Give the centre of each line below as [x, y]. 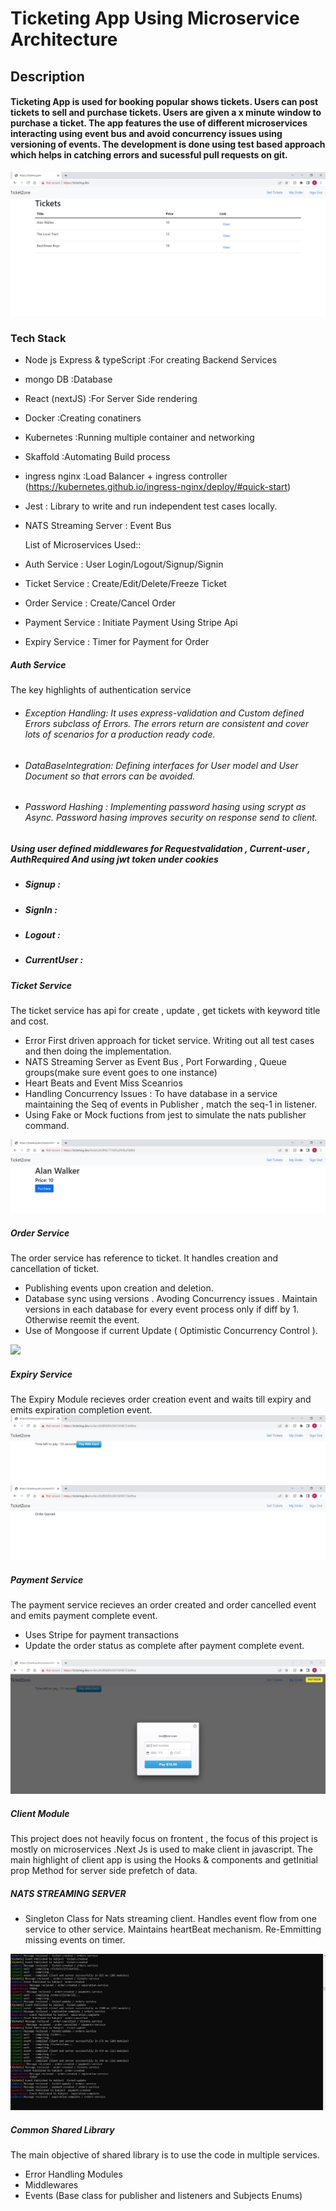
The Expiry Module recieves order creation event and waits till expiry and [161, 1399]
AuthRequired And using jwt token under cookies [114, 859]
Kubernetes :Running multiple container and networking [139, 438]
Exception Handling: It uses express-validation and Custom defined [164, 713]
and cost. [30, 1021]
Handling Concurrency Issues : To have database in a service [151, 1094]
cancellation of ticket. [55, 1269]
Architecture [64, 39]
